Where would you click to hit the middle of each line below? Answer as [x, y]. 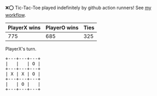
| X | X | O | [23, 74]
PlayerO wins [62, 28]
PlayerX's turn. [21, 49]
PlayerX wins [24, 28]
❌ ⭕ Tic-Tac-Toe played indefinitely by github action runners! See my [78, 8]
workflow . [16, 15]
